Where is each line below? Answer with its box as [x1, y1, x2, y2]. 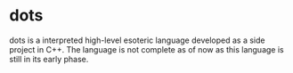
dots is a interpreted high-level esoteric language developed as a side [9, 35, 265, 45]
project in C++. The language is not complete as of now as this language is [9, 44, 284, 54]
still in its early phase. [9, 53, 89, 64]
